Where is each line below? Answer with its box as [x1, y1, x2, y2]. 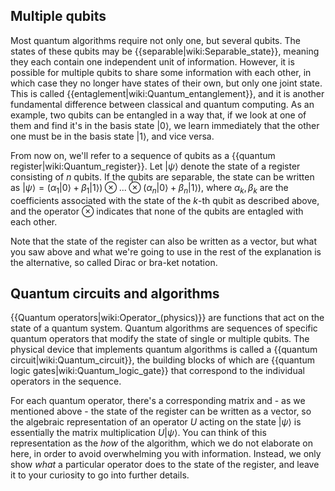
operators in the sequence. [10, 375, 122, 388]
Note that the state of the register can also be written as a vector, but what [10, 235, 317, 247]
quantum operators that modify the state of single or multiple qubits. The [10, 333, 310, 345]
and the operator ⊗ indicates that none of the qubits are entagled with [10, 205, 304, 217]
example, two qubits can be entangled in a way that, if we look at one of [10, 109, 307, 121]
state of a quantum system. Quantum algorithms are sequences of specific [10, 322, 318, 334]
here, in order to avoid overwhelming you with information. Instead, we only [10, 448, 322, 460]
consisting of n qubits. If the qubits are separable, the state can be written [10, 170, 315, 183]
